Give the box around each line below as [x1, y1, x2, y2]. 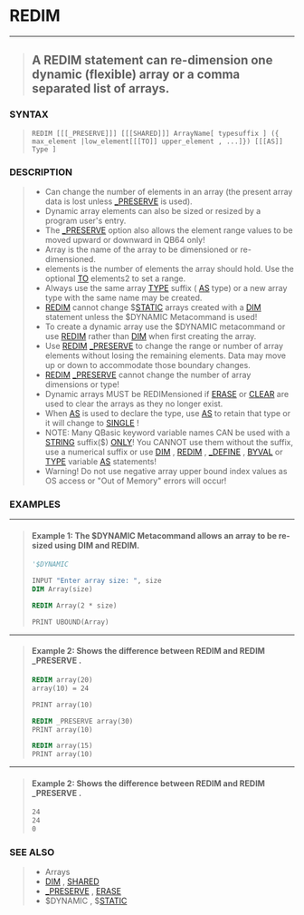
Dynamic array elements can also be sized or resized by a [44, 205, 261, 216]
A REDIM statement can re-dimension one [31, 53, 273, 68]
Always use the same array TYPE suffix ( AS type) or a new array [44, 282, 288, 293]
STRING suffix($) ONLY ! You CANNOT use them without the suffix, [44, 436, 294, 447]
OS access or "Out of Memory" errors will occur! [44, 475, 227, 486]
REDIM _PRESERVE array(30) [31, 716, 134, 725]
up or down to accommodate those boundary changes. [44, 359, 251, 370]
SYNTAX [9, 108, 49, 121]
